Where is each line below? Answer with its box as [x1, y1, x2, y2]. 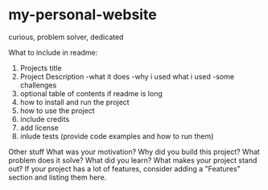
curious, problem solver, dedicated [8, 32, 124, 42]
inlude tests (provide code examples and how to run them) [19, 131, 214, 141]
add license [19, 123, 59, 132]
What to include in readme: [8, 47, 98, 57]
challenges [19, 80, 57, 90]
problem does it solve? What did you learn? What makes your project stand [8, 155, 258, 165]
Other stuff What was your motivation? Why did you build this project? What [8, 147, 260, 156]
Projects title [19, 63, 62, 73]
